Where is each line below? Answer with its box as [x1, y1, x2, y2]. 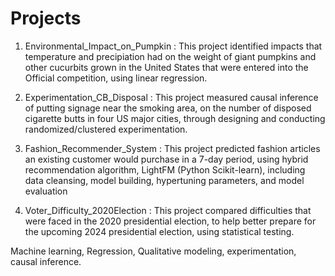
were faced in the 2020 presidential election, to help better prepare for [24, 215, 317, 227]
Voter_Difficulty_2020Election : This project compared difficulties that [24, 204, 312, 216]
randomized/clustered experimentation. [24, 123, 188, 135]
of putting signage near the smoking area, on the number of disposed [24, 102, 312, 114]
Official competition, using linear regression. [24, 72, 208, 84]
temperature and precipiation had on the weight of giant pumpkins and [24, 50, 317, 62]
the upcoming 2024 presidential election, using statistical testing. [24, 225, 295, 237]
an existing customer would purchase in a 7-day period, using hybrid [24, 153, 309, 165]
